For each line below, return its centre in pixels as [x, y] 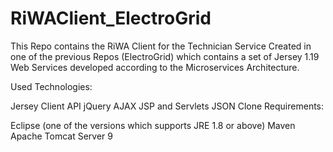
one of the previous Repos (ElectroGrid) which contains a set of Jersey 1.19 [165, 56]
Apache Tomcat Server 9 [62, 136]
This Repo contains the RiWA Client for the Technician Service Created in [161, 46]
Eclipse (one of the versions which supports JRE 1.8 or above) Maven [153, 125]
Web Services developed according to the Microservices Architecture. [155, 67]
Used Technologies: [51, 86]
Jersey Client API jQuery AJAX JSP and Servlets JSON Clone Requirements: [167, 106]
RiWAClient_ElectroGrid [111, 18]
